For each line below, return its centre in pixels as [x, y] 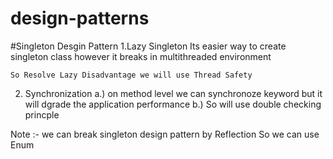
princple [42, 114]
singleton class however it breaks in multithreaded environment [141, 56]
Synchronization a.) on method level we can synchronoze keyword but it [173, 93]
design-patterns [80, 18]
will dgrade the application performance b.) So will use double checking [173, 104]
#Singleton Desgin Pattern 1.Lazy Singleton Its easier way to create [148, 46]
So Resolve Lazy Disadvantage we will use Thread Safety [131, 75]
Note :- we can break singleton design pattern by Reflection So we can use [165, 134]
